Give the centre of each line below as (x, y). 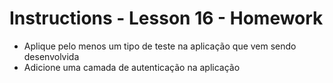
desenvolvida (51, 56)
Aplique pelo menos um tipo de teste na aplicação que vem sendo (160, 46)
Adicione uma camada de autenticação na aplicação (132, 67)
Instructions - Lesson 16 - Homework (166, 18)
